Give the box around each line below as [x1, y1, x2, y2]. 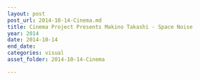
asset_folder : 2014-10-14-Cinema [7, 56, 105, 63]
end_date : [7, 43, 36, 50]
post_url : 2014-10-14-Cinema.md [7, 17, 102, 24]
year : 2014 [7, 29, 39, 37]
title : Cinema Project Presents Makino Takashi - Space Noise [7, 23, 193, 30]
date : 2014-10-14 [7, 36, 58, 44]
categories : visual [7, 50, 65, 57]
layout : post [7, 10, 46, 18]
